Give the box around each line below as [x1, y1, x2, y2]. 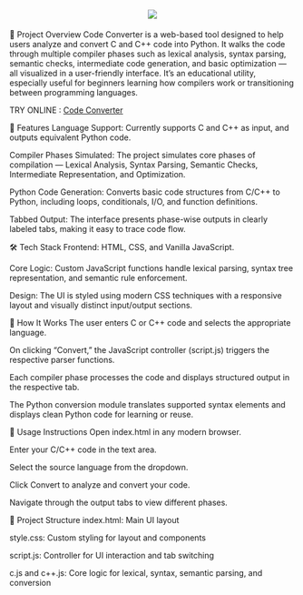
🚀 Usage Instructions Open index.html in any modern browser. [9, 426, 242, 437]
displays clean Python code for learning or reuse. [9, 408, 194, 419]
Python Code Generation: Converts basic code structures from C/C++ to [9, 187, 281, 197]
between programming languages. [9, 86, 139, 97]
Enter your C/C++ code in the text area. [9, 444, 157, 455]
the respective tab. [9, 381, 80, 392]
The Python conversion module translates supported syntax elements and [9, 398, 286, 409]
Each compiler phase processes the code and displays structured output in [9, 371, 290, 382]
